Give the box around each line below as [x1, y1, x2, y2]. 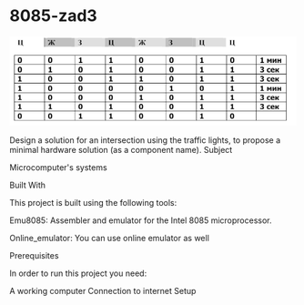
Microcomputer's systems [9, 161, 107, 173]
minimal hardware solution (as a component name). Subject [9, 144, 233, 155]
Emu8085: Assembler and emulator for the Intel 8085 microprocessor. [9, 215, 272, 226]
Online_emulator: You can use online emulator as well [9, 232, 209, 243]
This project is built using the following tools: [9, 197, 177, 208]
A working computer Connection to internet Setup [9, 285, 197, 296]
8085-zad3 [9, 5, 97, 26]
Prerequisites [9, 249, 59, 260]
